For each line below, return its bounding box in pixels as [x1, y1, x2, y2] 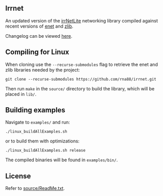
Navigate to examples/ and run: [5, 119, 71, 126]
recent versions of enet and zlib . [5, 23, 74, 29]
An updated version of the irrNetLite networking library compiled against [5, 17, 158, 23]
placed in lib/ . [5, 91, 37, 97]
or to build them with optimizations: [5, 138, 80, 144]
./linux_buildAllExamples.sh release [5, 148, 86, 153]
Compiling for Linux [5, 48, 69, 57]
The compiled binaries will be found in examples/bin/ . [5, 157, 118, 163]
